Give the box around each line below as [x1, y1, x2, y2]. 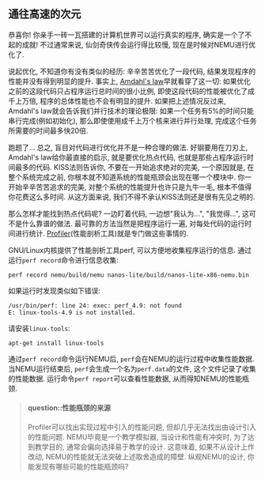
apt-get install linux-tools [8, 339, 104, 347]
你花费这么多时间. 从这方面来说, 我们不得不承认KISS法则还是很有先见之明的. [8, 192, 256, 202]
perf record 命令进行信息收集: [22, 255, 119, 265]
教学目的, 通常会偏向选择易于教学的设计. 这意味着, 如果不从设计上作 [34, 442, 255, 452]
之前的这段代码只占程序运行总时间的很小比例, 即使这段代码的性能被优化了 [8, 86, 248, 96]
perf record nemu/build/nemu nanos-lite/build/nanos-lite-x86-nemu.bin [8, 271, 249, 279]
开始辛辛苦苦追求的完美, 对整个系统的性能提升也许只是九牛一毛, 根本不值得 [8, 182, 252, 191]
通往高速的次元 [8, 7, 81, 21]
